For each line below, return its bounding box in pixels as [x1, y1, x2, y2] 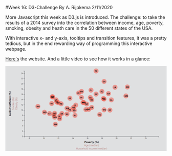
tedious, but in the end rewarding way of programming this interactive [5, 40, 153, 47]
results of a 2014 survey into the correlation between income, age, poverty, [5, 20, 164, 26]
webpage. [5, 46, 27, 52]
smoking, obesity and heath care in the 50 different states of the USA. [5, 25, 153, 31]
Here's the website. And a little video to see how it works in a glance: [5, 56, 151, 62]
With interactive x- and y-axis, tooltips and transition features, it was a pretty [5, 35, 167, 41]
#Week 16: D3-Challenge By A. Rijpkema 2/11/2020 [5, 5, 113, 10]
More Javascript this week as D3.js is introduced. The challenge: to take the [5, 14, 165, 20]
